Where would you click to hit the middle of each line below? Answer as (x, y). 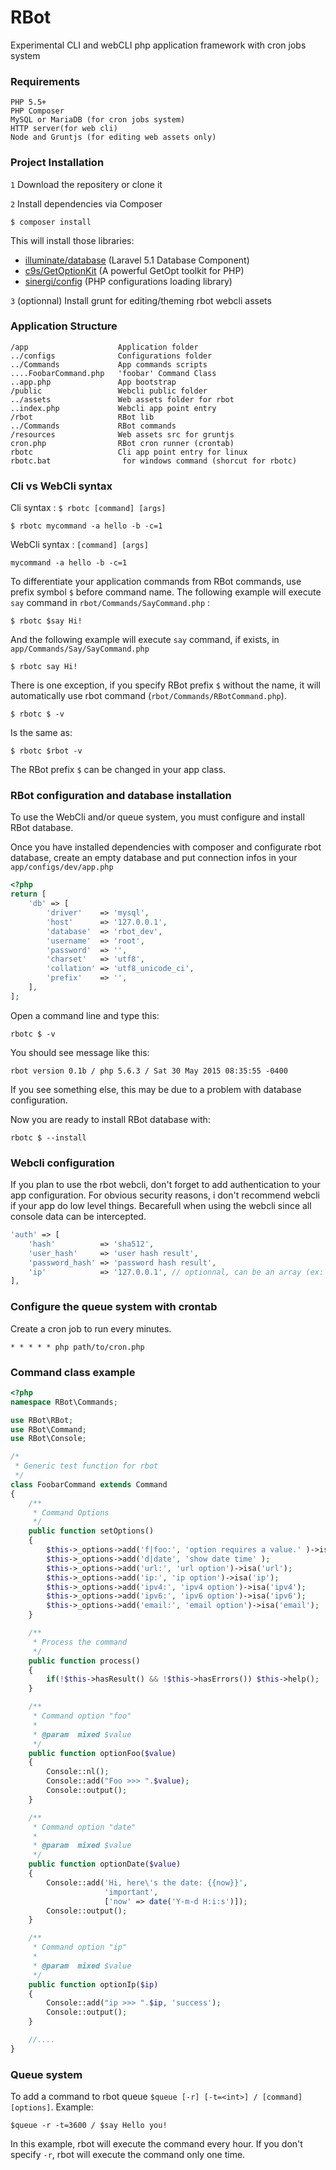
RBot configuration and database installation (121, 796)
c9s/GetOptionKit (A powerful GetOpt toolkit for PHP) (134, 270)
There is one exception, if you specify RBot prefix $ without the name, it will (165, 685)
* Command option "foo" (82, 1716)
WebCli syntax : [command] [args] (79, 545)
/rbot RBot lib (82, 417)
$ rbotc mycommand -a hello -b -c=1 (86, 526)
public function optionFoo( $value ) (102, 1753)
